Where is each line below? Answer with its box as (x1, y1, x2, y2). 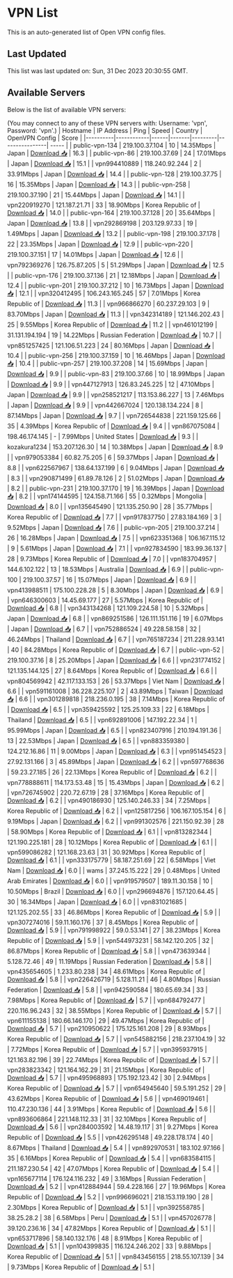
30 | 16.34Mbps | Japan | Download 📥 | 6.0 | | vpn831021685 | (7, 897, 187, 906)
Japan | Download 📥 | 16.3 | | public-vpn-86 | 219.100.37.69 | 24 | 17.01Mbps (7, 148, 226, 157)
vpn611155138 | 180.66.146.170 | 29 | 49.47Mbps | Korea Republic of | (7, 1016, 204, 1024)
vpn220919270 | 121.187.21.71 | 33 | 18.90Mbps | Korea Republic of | (7, 201, 200, 209)
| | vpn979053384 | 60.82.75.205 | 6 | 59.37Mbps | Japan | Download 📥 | (7, 453, 219, 461)
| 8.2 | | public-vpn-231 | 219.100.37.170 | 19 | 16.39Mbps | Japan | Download (7, 484, 225, 492)
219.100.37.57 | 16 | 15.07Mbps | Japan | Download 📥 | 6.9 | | (22, 575, 197, 584)
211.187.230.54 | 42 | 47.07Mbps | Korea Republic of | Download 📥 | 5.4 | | (7, 1164, 219, 1173)
